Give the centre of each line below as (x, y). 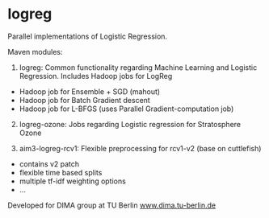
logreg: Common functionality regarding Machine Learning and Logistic (138, 67)
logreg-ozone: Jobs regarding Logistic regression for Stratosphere (130, 124)
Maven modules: (35, 51)
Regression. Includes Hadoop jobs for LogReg (96, 76)
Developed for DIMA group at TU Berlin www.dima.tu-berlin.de (111, 205)
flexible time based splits (61, 172)
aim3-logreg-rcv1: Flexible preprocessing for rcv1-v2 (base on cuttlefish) (140, 148)
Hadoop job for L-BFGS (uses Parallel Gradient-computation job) (126, 109)
